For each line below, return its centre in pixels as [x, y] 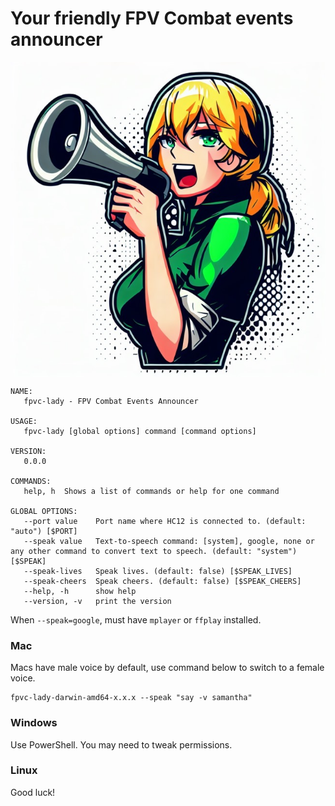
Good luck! [33, 792]
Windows [34, 723]
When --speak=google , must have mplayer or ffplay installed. [136, 619]
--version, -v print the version [97, 601]
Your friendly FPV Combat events [152, 18]
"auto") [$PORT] [44, 531]
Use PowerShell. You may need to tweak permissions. [121, 744]
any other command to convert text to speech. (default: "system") [154, 551]
